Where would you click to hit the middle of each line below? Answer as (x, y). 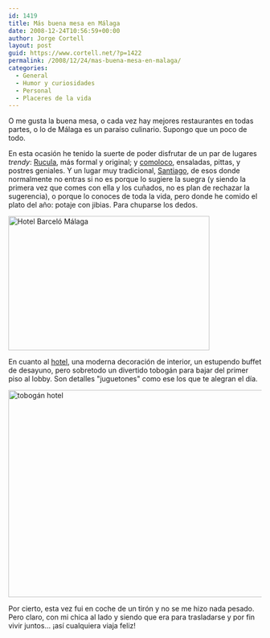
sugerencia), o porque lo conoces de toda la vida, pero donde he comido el (133, 196)
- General (32, 76)
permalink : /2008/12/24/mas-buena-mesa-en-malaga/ (95, 61)
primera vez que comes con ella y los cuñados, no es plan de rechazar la (129, 188)
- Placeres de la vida (53, 98)
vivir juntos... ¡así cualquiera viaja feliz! (72, 626)
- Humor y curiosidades (55, 83)
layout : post (30, 46)
